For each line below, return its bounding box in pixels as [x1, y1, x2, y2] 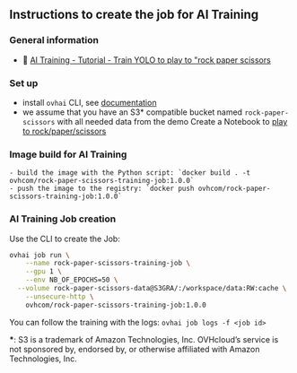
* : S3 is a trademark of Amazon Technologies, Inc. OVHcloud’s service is [9, 334, 279, 344]
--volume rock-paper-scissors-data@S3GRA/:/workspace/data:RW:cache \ [17, 284, 287, 293]
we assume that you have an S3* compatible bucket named [22, 107, 243, 117]
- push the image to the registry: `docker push [9, 184, 195, 194]
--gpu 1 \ [25, 267, 63, 276]
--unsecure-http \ [25, 291, 94, 301]
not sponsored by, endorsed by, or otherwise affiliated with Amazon [9, 343, 260, 354]
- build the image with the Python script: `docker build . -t [9, 169, 251, 178]
